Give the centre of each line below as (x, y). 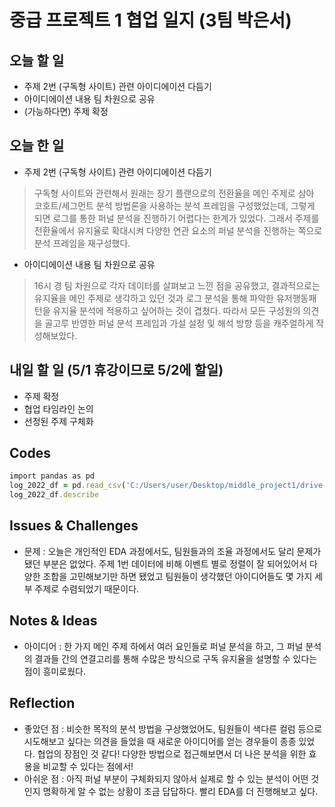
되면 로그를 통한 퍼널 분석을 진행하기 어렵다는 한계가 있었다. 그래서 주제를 (176, 218)
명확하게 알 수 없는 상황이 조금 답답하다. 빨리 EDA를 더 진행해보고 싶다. (180, 791)
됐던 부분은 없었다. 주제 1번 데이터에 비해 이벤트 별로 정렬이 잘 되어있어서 (165, 563)
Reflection (42, 703)
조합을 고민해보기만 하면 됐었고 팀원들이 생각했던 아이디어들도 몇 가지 (177, 576)
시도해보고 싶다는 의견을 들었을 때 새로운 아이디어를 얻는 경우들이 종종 (160, 741)
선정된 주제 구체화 (58, 421)
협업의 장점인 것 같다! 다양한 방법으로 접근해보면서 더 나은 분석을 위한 (172, 753)
